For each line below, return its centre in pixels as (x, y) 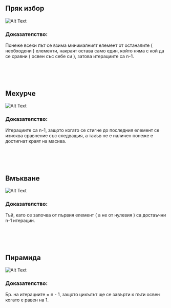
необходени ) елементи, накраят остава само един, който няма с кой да (85, 51)
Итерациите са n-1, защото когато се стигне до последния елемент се (82, 130)
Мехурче (20, 93)
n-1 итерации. (20, 221)
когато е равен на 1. (27, 300)
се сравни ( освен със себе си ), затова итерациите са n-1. (70, 57)
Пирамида (23, 257)
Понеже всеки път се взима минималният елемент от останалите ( (79, 45)
